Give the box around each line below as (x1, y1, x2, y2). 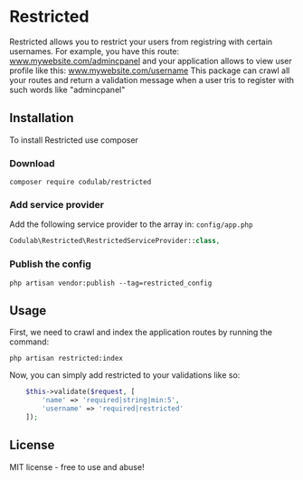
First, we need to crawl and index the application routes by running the (9, 327, 273, 338)
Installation (9, 110, 74, 126)
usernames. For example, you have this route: (9, 45, 180, 56)
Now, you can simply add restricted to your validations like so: (9, 370, 241, 381)
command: (9, 336, 50, 347)
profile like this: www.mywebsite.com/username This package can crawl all (9, 65, 290, 76)
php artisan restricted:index (9, 354, 124, 363)
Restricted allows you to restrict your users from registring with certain (9, 36, 273, 47)
